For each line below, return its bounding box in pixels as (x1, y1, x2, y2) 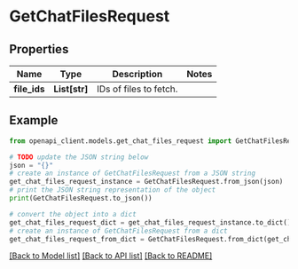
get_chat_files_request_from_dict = (9, 234, 145, 243)
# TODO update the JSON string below (9, 153, 149, 162)
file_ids (13, 83, 45, 95)
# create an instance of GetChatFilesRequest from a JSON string (9, 169, 255, 178)
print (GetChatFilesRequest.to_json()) (9, 194, 153, 203)
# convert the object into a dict (9, 210, 137, 218)
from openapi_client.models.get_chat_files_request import (9, 136, 232, 146)
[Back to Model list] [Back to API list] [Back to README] (9, 250, 213, 261)
